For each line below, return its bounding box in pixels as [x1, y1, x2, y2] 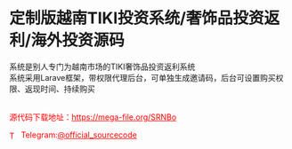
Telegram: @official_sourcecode [20, 129, 138, 140]
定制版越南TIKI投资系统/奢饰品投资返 [9, 8, 280, 28]
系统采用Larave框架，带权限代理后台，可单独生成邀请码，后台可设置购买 [9, 72, 276, 82]
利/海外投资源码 [9, 30, 125, 51]
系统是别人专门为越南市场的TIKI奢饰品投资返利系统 [9, 61, 196, 72]
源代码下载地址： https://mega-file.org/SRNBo [9, 112, 177, 122]
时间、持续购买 [39, 83, 95, 94]
